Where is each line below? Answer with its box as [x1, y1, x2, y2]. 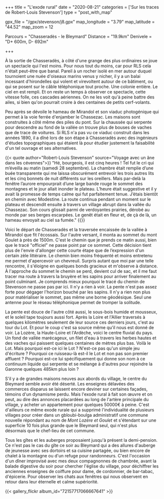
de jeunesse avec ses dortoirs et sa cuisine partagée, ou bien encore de [5, 448, 150, 453]
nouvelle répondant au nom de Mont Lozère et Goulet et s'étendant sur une [5, 417, 157, 423]
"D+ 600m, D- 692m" [5, 39, 49, 45]
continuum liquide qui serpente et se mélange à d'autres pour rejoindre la [5, 361, 153, 367]
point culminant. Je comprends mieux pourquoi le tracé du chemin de [5, 279, 145, 285]
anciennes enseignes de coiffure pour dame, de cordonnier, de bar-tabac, [5, 469, 154, 474]
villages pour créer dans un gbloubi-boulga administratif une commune [5, 412, 148, 418]
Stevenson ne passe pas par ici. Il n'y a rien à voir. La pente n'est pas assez [5, 284, 157, 289]
